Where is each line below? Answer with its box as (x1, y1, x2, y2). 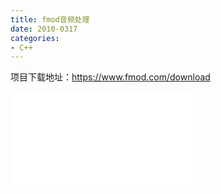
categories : (10, 33, 60, 43)
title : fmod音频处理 (10, 14, 90, 25)
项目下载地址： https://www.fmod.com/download (10, 71, 211, 83)
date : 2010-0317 (10, 24, 78, 34)
